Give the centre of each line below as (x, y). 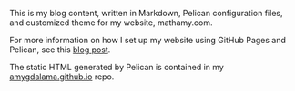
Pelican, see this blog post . (60, 50)
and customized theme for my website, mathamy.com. (111, 23)
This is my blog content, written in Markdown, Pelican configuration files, (146, 13)
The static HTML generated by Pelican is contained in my (117, 67)
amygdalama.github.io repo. (62, 77)
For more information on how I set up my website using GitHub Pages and (148, 40)
